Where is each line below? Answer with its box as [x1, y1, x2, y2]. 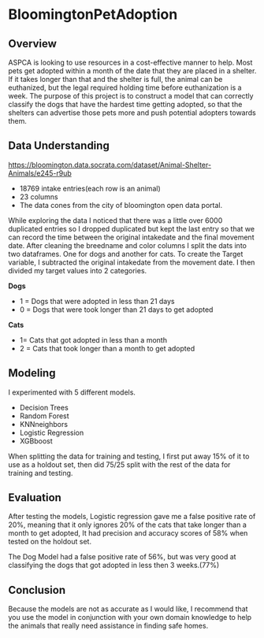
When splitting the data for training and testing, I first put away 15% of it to [8, 451, 250, 461]
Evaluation [8, 491, 61, 505]
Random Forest [19, 411, 69, 421]
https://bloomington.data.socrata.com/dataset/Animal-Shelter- [8, 160, 211, 169]
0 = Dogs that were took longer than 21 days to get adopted [19, 305, 214, 314]
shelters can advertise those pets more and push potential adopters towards [8, 108, 256, 117]
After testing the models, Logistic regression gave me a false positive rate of [8, 512, 256, 521]
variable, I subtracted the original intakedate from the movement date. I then [8, 258, 255, 267]
